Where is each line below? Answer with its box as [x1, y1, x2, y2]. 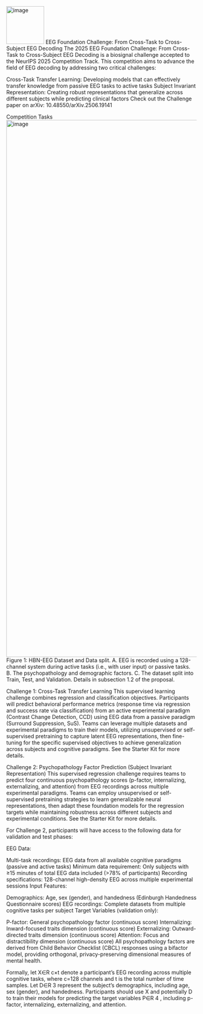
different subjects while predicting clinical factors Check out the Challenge [6, 95, 192, 102]
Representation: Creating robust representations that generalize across [6, 89, 183, 96]
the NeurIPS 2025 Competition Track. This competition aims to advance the [6, 57, 195, 65]
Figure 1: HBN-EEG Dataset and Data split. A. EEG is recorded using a [6, 657, 179, 664]
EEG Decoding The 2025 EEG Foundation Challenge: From [26, 45, 172, 52]
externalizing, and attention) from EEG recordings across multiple [6, 783, 169, 790]
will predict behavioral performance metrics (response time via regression [6, 701, 190, 707]
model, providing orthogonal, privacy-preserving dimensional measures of [6, 951, 192, 958]
